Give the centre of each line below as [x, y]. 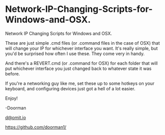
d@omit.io [16, 117]
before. [13, 73]
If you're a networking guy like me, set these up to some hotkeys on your [80, 83]
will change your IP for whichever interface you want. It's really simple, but [82, 48]
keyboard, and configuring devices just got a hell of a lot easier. [70, 88]
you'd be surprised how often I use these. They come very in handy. [75, 54]
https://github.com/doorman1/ [36, 127]
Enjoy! [12, 98]
